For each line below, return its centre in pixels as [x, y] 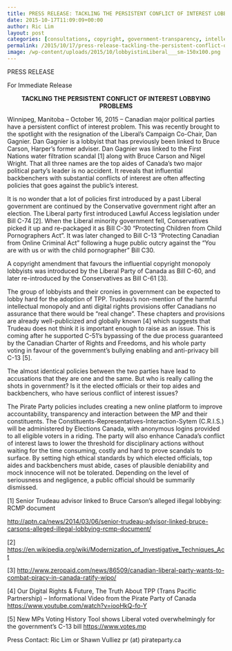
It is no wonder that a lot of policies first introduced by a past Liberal [104, 198]
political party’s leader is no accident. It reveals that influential [95, 171]
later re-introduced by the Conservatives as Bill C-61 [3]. [87, 278]
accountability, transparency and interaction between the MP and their [107, 414]
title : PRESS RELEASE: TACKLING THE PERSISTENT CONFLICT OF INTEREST [109, 13]
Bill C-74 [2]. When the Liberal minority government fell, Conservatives [108, 220]
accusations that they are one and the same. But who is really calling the [110, 378]
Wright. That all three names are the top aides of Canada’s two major [105, 163]
